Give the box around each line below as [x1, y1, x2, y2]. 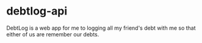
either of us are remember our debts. [6, 30, 99, 38]
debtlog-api [6, 4, 68, 18]
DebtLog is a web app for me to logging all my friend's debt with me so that [6, 24, 197, 31]
